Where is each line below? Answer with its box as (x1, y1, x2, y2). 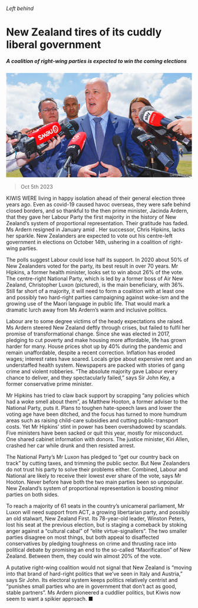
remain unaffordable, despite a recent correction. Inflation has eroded (6, 349, 176, 356)
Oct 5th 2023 (20, 183, 53, 190)
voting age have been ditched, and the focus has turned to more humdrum (6, 410, 187, 418)
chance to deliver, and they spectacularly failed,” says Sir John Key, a (6, 374, 175, 382)
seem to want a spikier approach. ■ (6, 596, 93, 603)
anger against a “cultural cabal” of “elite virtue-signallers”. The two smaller (6, 528, 187, 535)
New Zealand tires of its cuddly (6, 25, 162, 38)
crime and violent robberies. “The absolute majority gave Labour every (6, 368, 178, 375)
